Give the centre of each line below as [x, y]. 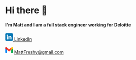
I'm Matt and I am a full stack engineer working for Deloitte [68, 24]
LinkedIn [23, 39]
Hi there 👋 [26, 10]
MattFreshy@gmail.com [39, 52]
